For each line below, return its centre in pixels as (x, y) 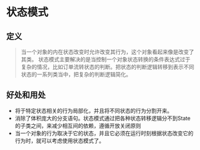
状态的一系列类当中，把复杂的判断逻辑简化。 (76, 74)
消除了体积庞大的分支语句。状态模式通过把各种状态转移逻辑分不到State (102, 118)
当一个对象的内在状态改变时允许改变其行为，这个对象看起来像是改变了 (107, 52)
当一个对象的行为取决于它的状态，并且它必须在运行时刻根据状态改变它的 (104, 133)
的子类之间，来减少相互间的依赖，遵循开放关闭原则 (78, 125)
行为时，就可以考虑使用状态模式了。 (60, 140)
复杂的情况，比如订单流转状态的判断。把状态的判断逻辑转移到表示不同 (107, 67)
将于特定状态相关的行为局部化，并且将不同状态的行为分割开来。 (93, 110)
